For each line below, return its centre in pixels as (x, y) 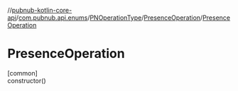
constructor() (27, 80)
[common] (22, 73)
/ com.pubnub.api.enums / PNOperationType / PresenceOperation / (109, 18)
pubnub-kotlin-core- (42, 10)
